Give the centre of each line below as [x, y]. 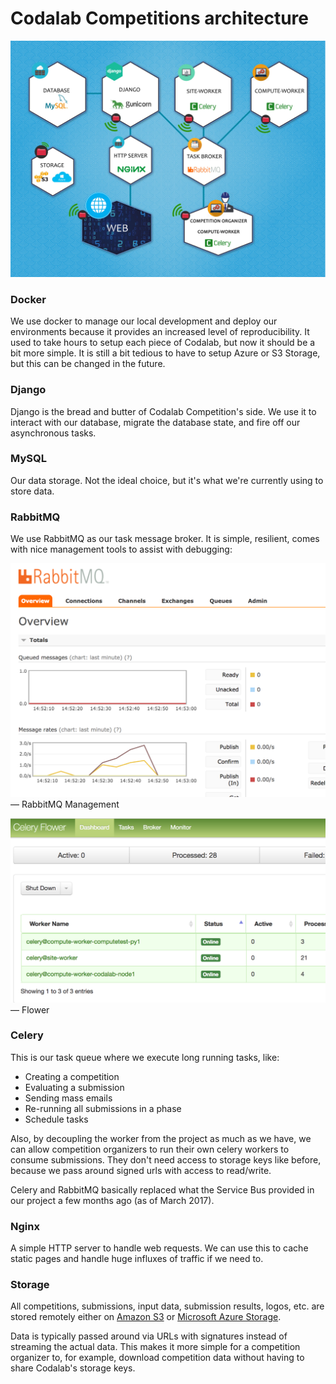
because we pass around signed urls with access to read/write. [141, 1170]
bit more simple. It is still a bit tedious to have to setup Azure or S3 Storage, [165, 353]
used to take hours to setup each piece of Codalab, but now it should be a [163, 343]
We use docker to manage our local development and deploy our [144, 321]
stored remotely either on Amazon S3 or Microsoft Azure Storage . [146, 1317]
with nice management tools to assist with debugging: [121, 549]
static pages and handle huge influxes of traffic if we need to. [137, 1259]
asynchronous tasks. [53, 433]
